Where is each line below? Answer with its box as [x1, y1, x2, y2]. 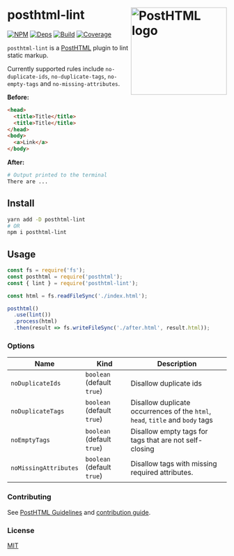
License [7, 525, 35, 535]
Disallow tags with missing [130, 459, 217, 469]
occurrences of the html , [130, 407, 211, 416]
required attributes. [130, 468, 194, 478]
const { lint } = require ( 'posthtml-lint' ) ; [7, 279, 139, 286]
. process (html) [13, 318, 58, 325]
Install [7, 198, 35, 210]
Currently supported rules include [7, 64, 104, 73]
